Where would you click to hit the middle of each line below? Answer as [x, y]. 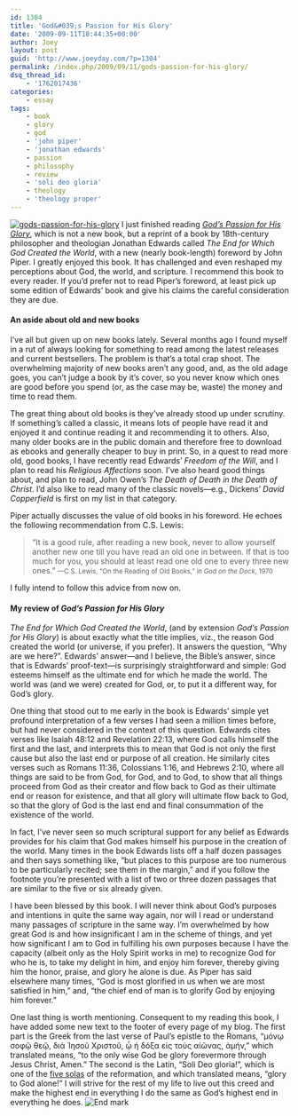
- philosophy [50, 166]
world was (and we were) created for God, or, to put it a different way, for [144, 685]
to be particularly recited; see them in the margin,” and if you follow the [140, 870]
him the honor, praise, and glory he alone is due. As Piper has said [131, 972]
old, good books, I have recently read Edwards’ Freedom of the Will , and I [144, 461]
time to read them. [44, 397]
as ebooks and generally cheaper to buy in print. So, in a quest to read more [149, 451]
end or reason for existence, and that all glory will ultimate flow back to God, [149, 796]
